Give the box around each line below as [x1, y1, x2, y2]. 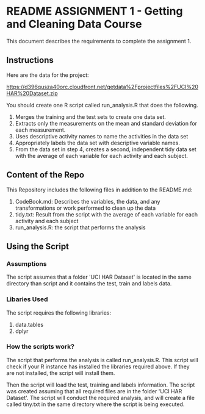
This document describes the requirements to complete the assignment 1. [6, 37, 192, 45]
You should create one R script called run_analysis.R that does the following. [6, 101, 198, 109]
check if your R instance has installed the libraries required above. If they [6, 363, 190, 370]
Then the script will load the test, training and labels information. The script [6, 381, 195, 388]
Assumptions [6, 259, 47, 268]
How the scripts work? [6, 343, 75, 351]
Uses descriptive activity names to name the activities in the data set [15, 132, 189, 140]
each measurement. [15, 126, 66, 134]
